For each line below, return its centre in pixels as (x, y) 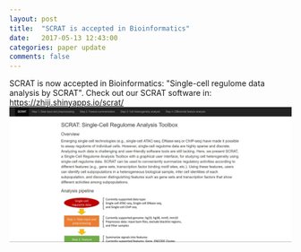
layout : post (34, 19)
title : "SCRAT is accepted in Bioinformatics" (100, 28)
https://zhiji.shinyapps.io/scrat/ (67, 102)
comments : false (39, 57)
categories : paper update (57, 48)
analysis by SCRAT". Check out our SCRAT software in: (111, 93)
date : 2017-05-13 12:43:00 (64, 38)
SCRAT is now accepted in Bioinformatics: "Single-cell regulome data (137, 83)
